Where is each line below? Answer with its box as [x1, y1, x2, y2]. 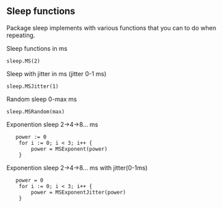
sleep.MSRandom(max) [6, 108, 66, 115]
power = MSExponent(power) [31, 146, 108, 152]
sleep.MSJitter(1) [6, 82, 59, 90]
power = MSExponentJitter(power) [31, 189, 127, 196]
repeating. [6, 31, 36, 39]
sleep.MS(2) [6, 58, 40, 65]
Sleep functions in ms [6, 44, 68, 52]
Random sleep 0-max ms [6, 95, 77, 103]
